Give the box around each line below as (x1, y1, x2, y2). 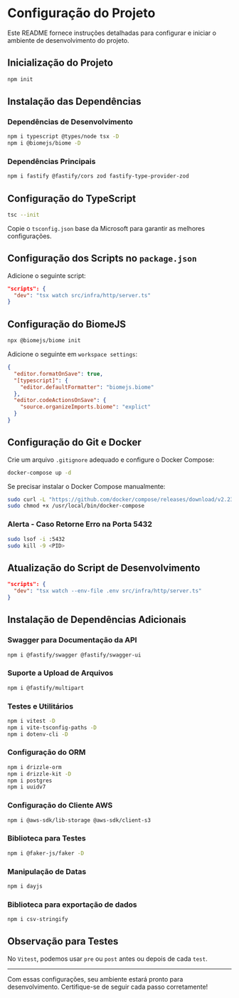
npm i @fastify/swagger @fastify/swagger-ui (7, 651, 142, 659)
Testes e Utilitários (7, 701, 73, 711)
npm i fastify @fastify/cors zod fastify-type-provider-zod (7, 173, 190, 180)
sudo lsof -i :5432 (7, 535, 65, 542)
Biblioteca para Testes (7, 833, 87, 843)
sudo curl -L (7, 495, 46, 503)
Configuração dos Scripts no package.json (7, 252, 197, 264)
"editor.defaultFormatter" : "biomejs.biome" (20, 384, 154, 391)
